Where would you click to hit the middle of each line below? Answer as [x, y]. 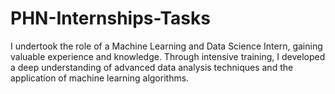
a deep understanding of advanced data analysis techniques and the [152, 67]
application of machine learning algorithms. [100, 78]
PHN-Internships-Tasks [110, 18]
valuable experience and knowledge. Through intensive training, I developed [168, 56]
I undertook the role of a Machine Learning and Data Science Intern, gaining [166, 46]
